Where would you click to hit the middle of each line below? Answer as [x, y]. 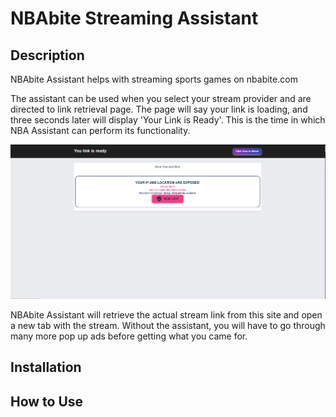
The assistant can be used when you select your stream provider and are [161, 98]
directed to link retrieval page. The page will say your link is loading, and [159, 109]
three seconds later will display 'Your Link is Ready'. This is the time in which [168, 120]
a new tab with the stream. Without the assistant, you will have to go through [168, 325]
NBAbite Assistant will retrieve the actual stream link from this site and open [166, 314]
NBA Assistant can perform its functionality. [100, 130]
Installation [46, 367]
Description [47, 55]
